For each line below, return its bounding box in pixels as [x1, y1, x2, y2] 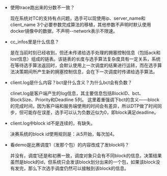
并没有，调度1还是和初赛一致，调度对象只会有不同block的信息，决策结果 [10, 153, 162, 159]
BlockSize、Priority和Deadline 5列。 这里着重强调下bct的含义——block [10, 97, 159, 103]
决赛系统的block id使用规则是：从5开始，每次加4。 [10, 131, 118, 137]
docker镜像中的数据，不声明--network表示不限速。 [10, 28, 118, 34]
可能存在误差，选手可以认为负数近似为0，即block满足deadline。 [23, 109, 159, 115]
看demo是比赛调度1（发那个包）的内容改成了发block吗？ [10, 142, 129, 148]
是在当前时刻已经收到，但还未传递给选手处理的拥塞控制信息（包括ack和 [10, 50, 161, 55]
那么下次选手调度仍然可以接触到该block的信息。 [27, 165, 129, 171]
